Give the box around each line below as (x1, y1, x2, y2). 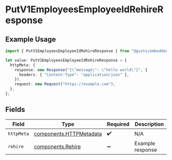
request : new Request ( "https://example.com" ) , (14, 82, 116, 87)
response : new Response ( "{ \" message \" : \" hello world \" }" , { (14, 67, 148, 72)
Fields (5, 105, 26, 114)
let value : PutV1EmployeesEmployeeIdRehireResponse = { (5, 57, 127, 63)
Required (106, 121, 130, 128)
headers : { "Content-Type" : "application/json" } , (18, 72, 130, 77)
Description (135, 121, 164, 128)
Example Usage (5, 35, 56, 44)
